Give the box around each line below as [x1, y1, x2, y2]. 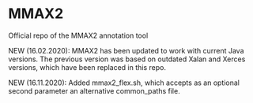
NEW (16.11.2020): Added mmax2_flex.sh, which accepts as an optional [8, 78, 240, 87]
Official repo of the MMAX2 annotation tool [8, 31, 149, 40]
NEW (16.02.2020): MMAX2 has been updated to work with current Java [8, 46, 244, 55]
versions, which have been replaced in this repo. [8, 62, 166, 72]
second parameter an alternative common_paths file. [8, 86, 180, 95]
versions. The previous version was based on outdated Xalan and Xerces [8, 54, 246, 64]
